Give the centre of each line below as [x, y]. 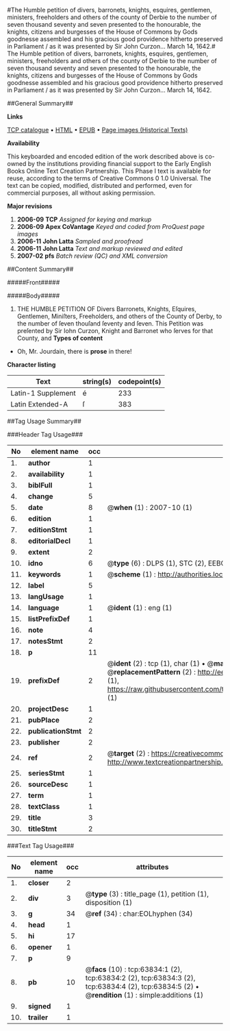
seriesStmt [47, 773]
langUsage [46, 597]
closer [39, 883]
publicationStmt [55, 731]
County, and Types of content [60, 338]
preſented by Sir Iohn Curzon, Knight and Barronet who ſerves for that [115, 331]
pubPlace [44, 720]
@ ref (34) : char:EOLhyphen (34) [139, 913]
